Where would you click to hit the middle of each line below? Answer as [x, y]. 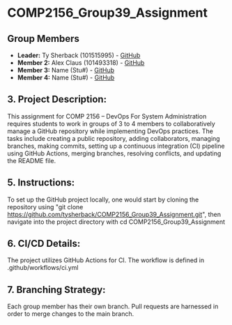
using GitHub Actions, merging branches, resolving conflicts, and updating [114, 153]
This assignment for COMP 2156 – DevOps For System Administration [107, 116]
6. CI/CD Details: [44, 244]
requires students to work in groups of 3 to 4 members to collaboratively [111, 123]
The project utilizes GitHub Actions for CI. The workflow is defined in [106, 260]
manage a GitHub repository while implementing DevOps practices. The [110, 131]
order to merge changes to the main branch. [71, 314]
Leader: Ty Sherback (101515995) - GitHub [79, 55]
